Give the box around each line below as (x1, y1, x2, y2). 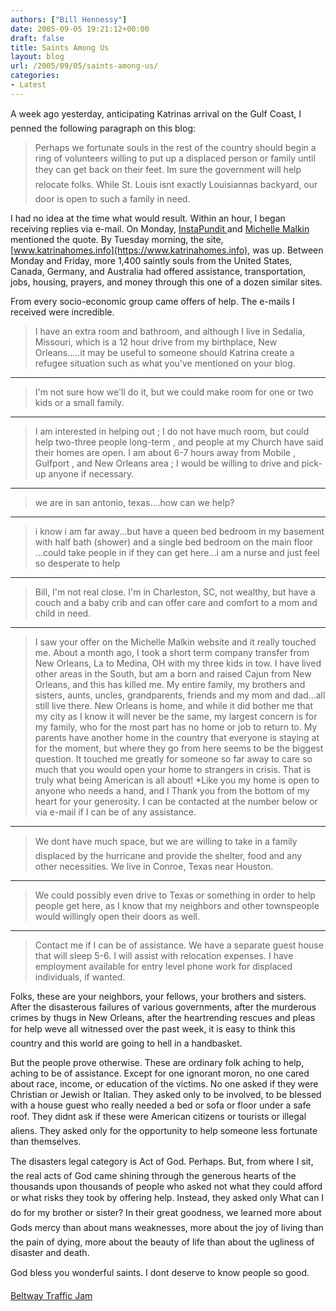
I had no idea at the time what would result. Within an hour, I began (10, 212, 286, 224)
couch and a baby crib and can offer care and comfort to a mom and (34, 596, 318, 608)
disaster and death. (10, 1246, 90, 1258)
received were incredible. (10, 306, 115, 318)
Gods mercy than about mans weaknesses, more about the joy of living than (10, 1221, 324, 1233)
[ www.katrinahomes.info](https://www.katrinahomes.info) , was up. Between (10, 244, 324, 256)
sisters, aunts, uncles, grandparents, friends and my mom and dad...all (34, 689, 326, 701)
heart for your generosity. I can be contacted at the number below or (34, 795, 318, 807)
